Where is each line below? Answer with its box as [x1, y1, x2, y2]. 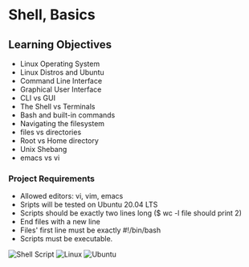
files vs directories [19, 127, 82, 137]
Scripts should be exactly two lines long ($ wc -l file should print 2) [19, 208, 243, 218]
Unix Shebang [19, 145, 67, 154]
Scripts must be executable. [19, 234, 113, 244]
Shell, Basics [8, 6, 96, 24]
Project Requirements [8, 173, 95, 184]
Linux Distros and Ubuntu [19, 68, 104, 77]
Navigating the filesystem [19, 119, 105, 128]
